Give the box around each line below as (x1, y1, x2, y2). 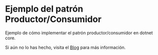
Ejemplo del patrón (5, 3, 83, 15)
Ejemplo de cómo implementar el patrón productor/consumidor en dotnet (5, 30, 153, 36)
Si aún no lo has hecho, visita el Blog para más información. (5, 44, 126, 50)
